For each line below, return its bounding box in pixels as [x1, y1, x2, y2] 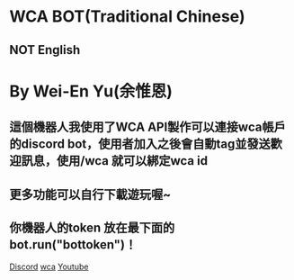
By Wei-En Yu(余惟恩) [9, 81, 174, 101]
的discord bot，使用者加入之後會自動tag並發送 [9, 137, 272, 152]
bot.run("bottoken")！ [9, 237, 138, 252]
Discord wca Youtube [9, 261, 89, 272]
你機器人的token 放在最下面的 [9, 220, 175, 235]
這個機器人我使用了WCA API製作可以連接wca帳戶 [9, 120, 286, 135]
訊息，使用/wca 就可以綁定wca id [21, 153, 209, 168]
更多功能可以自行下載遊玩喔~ [9, 186, 172, 202]
